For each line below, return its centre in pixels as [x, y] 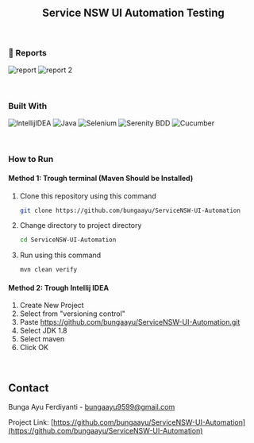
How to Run [31, 160]
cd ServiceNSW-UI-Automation [68, 240]
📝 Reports [28, 52]
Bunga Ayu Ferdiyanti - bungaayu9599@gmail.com [92, 407]
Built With [28, 106]
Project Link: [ [31, 422]
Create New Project [52, 306]
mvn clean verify [48, 270]
